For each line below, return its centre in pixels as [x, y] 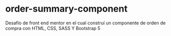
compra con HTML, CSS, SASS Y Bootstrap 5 [53, 28]
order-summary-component [66, 9]
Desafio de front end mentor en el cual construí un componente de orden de [86, 23]
